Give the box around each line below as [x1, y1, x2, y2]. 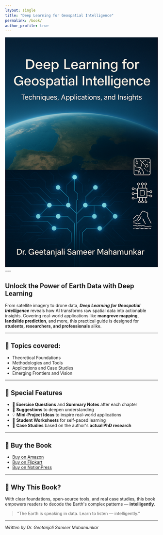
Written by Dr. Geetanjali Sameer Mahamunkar [5, 525, 98, 531]
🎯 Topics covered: [5, 342, 61, 350]
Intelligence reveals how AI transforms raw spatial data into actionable [5, 308, 147, 313]
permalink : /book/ [5, 18, 42, 23]
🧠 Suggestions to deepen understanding [12, 407, 94, 413]
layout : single [5, 8, 36, 13]
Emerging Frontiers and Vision [12, 370, 73, 376]
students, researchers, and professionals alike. [5, 323, 102, 329]
